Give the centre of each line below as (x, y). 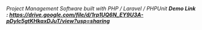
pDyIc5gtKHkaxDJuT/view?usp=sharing (58, 21)
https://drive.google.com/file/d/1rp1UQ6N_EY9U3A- (76, 15)
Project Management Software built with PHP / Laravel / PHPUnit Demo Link (101, 9)
